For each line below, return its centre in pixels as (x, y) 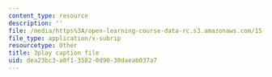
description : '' (36, 23)
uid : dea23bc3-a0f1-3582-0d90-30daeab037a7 (83, 61)
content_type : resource (49, 16)
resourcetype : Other (43, 46)
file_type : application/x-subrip (65, 38)
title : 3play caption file (54, 53)
